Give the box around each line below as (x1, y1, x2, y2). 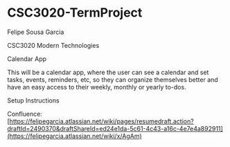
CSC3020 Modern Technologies (7, 41, 100, 49)
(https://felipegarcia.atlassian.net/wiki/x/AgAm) (7, 132, 142, 140)
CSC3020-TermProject (7, 5, 143, 21)
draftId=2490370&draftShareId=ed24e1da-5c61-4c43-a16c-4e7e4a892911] (7, 124, 223, 132)
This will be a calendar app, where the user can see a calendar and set (7, 68, 209, 76)
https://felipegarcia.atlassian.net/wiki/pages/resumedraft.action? (9, 116, 194, 126)
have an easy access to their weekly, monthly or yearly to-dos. (7, 83, 186, 91)
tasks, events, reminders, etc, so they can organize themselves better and (7, 75, 218, 84)
